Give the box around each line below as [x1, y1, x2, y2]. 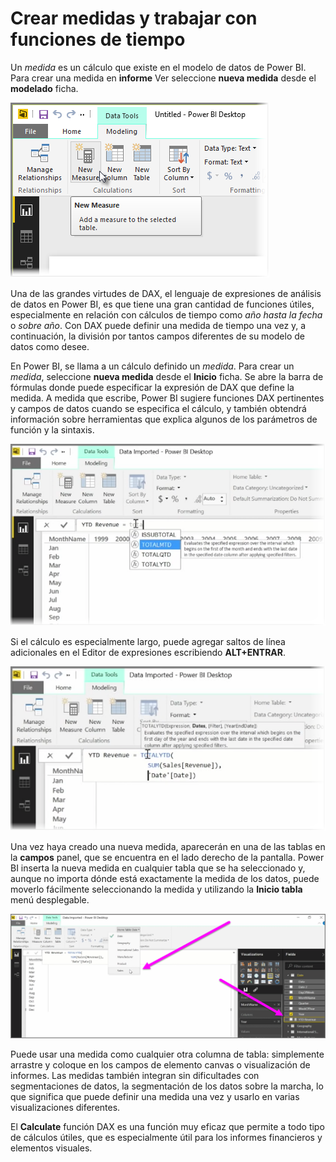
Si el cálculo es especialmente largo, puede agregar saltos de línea [10, 636, 286, 648]
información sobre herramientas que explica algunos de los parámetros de [10, 413, 318, 425]
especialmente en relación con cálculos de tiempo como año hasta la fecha [10, 308, 323, 321]
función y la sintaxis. [10, 423, 95, 436]
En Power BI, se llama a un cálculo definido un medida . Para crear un [10, 360, 295, 372]
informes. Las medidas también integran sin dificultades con [10, 1069, 260, 1081]
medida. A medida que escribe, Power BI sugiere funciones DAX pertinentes [10, 392, 325, 404]
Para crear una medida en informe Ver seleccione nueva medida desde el [10, 72, 317, 84]
